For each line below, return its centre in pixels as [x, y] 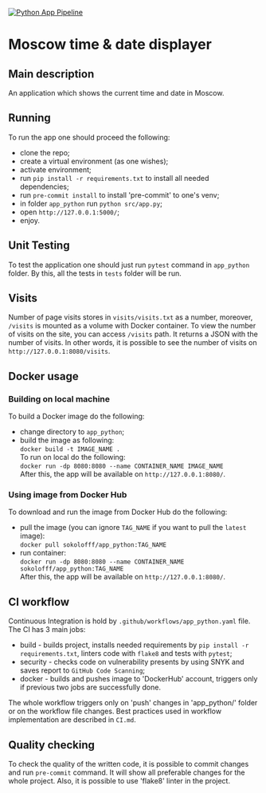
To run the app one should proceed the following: [89, 137]
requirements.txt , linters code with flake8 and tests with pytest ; [126, 654]
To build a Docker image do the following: [76, 416]
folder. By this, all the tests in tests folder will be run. [95, 273]
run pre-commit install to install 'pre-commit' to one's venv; [119, 194]
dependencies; [44, 186]
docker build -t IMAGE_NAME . [70, 449]
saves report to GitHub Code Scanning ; [82, 670]
